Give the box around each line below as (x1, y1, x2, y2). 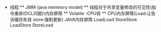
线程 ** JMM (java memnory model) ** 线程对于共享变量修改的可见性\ (9, 4, 152, 10)
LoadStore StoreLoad (9, 22, 53, 28)
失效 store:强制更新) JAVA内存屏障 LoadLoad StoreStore (23, 17, 137, 22)
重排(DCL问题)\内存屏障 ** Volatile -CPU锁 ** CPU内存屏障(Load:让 (14, 10, 152, 16)
